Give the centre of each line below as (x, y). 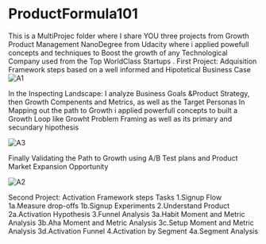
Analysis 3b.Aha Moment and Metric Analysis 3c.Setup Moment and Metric (131, 223)
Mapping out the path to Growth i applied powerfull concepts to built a (123, 110)
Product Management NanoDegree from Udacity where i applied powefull (129, 44)
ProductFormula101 (73, 14)
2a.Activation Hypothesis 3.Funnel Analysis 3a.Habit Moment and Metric (127, 214)
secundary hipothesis (44, 127)
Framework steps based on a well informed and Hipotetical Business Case (130, 69)
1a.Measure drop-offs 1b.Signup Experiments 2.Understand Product (119, 205)
